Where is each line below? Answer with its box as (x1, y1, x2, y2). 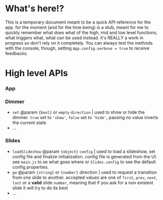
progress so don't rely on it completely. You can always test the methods (5, 40, 153, 46)
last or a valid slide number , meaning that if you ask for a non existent (12, 179, 154, 185)
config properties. (12, 164, 49, 170)
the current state (12, 120, 47, 125)
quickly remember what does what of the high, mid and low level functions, (5, 29, 158, 35)
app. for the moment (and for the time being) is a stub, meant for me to (5, 24, 149, 30)
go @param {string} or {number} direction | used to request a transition (12, 169, 157, 175)
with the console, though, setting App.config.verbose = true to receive (5, 45, 150, 51)
